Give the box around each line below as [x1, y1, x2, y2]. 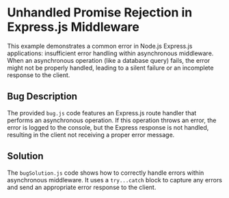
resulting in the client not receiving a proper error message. [7, 130, 175, 139]
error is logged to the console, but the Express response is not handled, [7, 123, 209, 131]
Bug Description [7, 91, 77, 102]
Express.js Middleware [7, 19, 140, 35]
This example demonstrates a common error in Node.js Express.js [7, 42, 193, 50]
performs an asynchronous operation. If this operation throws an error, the [7, 116, 217, 124]
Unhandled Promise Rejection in [7, 5, 193, 20]
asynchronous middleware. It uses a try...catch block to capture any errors [7, 175, 222, 184]
